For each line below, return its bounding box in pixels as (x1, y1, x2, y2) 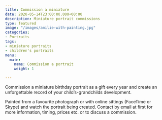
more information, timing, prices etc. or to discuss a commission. (5, 109, 137, 115)
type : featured (5, 21, 36, 26)
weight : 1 (14, 67, 34, 72)
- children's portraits (5, 48, 54, 53)
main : (9, 57, 21, 62)
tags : (5, 39, 16, 44)
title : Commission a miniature (5, 7, 69, 12)
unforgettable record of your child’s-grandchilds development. (5, 89, 132, 95)
